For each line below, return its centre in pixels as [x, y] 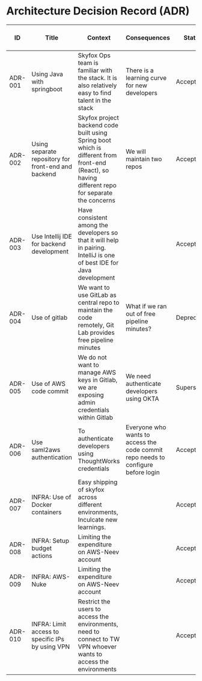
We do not [92, 357]
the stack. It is [97, 78]
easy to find [94, 93]
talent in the [94, 100]
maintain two [144, 159]
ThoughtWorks [99, 461]
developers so [98, 233]
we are [87, 387]
